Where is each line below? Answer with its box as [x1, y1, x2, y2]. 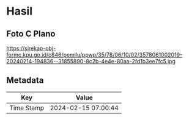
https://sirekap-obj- [6, 44, 56, 52]
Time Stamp [9, 104, 45, 112]
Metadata [6, 75, 44, 86]
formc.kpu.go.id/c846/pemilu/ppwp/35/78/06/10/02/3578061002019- [6, 51, 182, 58]
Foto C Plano [6, 29, 56, 39]
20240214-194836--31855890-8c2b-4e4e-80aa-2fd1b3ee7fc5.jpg [6, 58, 176, 65]
